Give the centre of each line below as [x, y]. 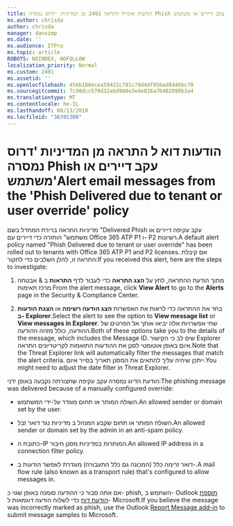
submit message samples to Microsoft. [62, 514]
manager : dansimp [32, 33]
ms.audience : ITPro [35, 46]
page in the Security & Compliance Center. [78, 295]
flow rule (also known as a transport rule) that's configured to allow [113, 471]
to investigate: [27, 266]
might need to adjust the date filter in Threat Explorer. [94, 367]
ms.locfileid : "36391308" [44, 117]
